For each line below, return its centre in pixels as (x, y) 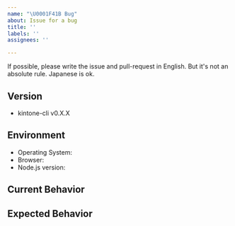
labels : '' (23, 34)
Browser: (31, 160)
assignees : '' (28, 40)
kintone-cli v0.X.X (44, 113)
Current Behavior (46, 190)
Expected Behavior (50, 214)
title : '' (22, 27)
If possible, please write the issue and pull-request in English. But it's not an (118, 66)
